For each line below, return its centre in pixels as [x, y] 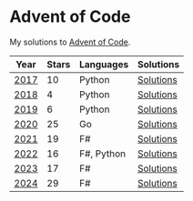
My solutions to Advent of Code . [70, 42]
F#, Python [102, 154]
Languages [104, 64]
